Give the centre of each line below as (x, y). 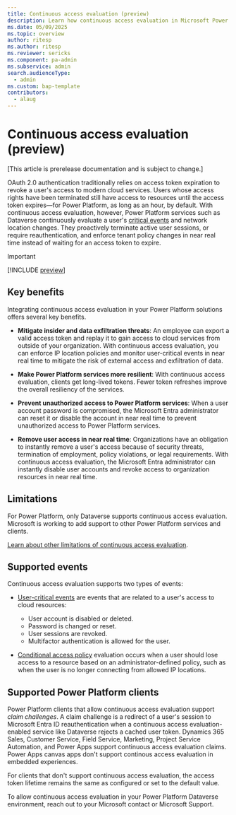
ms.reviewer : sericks (39, 54)
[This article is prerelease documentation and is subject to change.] (105, 169)
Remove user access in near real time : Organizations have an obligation (123, 439)
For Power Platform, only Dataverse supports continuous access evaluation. (117, 516)
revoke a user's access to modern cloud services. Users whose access (111, 190)
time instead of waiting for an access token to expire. (84, 242)
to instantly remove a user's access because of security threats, (111, 447)
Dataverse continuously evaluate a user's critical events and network (107, 220)
